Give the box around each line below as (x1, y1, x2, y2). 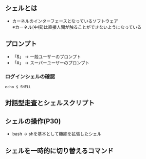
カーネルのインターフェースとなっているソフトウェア (12, 18, 118, 24)
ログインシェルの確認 (5, 73, 55, 80)
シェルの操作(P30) (5, 117, 61, 125)
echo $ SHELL (5, 84, 32, 89)
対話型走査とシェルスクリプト (5, 99, 95, 107)
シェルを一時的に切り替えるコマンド (5, 146, 114, 155)
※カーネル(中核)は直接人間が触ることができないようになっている (12, 24, 142, 30)
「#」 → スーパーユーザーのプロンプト (12, 60, 90, 65)
